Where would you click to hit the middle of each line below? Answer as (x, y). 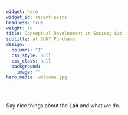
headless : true (25, 22)
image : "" (29, 72)
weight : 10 (19, 28)
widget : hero (22, 11)
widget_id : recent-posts (37, 17)
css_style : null (31, 55)
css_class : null (31, 61)
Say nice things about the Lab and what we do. (63, 106)
